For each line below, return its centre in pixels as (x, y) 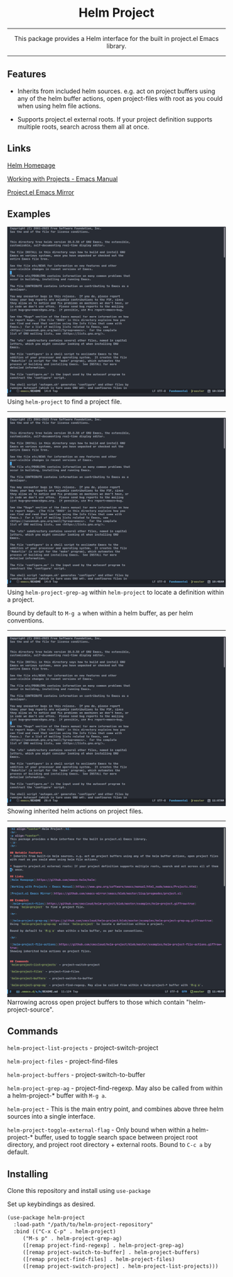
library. (116, 46)
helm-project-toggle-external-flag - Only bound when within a (99, 1130)
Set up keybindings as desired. (51, 1204)
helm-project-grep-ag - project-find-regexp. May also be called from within (115, 1088)
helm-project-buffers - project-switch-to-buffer (76, 1075)
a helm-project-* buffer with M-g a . (57, 1096)
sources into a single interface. (51, 1117)
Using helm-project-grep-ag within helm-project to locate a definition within (116, 592)
